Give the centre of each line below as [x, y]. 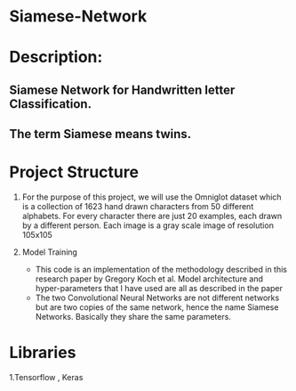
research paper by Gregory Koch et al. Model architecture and [149, 279]
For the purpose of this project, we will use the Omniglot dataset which [152, 197]
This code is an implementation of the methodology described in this [161, 270]
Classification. [50, 104]
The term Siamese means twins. [100, 134]
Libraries [43, 353]
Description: [56, 57]
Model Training [50, 252]
